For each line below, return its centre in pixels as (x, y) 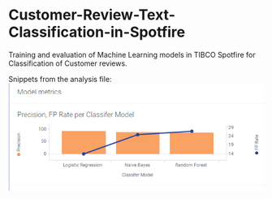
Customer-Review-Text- (92, 15)
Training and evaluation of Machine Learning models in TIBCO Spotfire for (132, 54)
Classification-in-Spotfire (97, 32)
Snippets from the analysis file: (60, 79)
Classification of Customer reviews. (68, 63)
